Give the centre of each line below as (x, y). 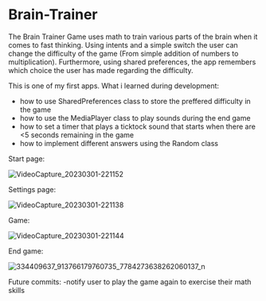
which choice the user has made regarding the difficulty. (101, 70)
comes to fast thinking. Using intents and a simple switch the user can (123, 44)
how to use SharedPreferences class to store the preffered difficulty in (135, 101)
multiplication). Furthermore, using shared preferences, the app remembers (132, 62)
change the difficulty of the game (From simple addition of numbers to (123, 53)
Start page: (27, 158)
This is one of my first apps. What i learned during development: (114, 86)
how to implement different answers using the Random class (119, 143)
